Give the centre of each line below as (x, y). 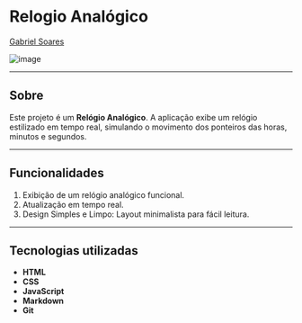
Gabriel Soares (37, 41)
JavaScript (43, 292)
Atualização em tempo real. (73, 204)
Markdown (43, 301)
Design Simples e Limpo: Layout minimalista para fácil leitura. (136, 214)
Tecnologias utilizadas (74, 251)
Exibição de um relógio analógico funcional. (103, 194)
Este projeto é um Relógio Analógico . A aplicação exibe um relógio (133, 117)
